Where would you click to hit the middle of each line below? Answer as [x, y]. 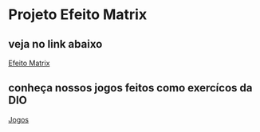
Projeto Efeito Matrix [78, 15]
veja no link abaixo [55, 44]
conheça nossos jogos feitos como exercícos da [130, 88]
